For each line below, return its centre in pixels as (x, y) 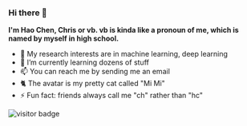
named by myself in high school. (63, 38)
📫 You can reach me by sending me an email (95, 72)
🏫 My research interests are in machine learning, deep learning (124, 54)
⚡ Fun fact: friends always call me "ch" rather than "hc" (111, 96)
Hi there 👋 (28, 13)
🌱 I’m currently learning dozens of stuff (85, 62)
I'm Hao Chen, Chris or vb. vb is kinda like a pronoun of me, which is (123, 30)
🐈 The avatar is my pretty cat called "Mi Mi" (93, 84)
